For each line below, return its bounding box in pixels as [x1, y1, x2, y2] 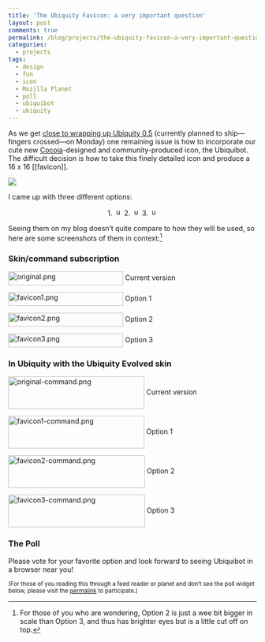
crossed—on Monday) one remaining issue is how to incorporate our [32, 137, 256, 146]
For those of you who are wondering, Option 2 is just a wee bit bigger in [19, 608, 253, 618]
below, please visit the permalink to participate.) [8, 587, 138, 595]
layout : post [8, 19, 51, 27]
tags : [8, 56, 26, 64]
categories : [8, 41, 47, 49]
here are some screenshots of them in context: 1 [8, 232, 163, 243]
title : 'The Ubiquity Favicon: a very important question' [8, 11, 207, 20]
